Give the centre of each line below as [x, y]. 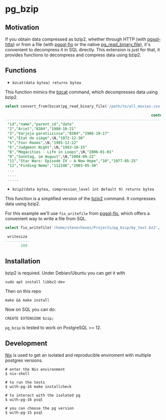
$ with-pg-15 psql [24, 413]
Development [26, 343]
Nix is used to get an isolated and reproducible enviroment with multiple [78, 355]
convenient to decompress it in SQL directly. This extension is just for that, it [83, 50]
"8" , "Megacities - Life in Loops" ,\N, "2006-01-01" [60, 152]
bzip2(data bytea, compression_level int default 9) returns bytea [83, 189]
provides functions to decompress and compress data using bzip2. [73, 55]
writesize [17, 236]
